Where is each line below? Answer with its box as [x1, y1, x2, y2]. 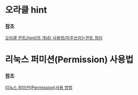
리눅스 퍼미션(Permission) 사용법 [5, 54, 134, 65]
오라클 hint [5, 4, 47, 16]
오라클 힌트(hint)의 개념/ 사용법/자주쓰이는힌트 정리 [5, 35, 103, 41]
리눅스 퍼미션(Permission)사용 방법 [5, 84, 72, 90]
